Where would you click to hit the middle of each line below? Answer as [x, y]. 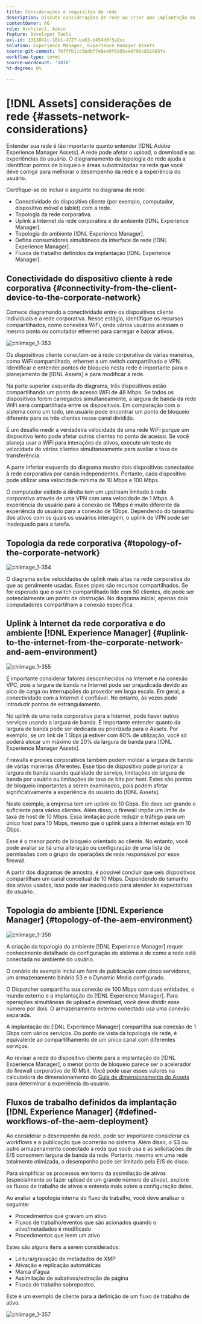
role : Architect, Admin [36, 29]
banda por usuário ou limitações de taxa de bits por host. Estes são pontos [99, 779]
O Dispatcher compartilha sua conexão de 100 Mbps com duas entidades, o [100, 989]
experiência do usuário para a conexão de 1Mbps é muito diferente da [93, 505]
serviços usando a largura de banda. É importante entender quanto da [93, 722]
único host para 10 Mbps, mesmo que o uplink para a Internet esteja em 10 [99, 823]
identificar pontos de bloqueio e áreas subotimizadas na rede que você [95, 165]
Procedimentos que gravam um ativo [61, 1216]
